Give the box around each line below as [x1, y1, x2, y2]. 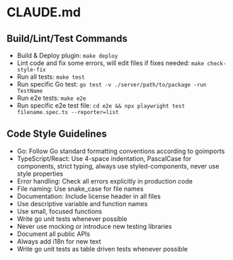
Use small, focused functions [16, 207, 103, 215]
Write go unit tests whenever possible [16, 214, 127, 223]
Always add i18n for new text [16, 237, 101, 245]
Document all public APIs [16, 230, 91, 238]
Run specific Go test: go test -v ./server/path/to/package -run [16, 80, 207, 89]
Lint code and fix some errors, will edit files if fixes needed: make [16, 59, 205, 67]
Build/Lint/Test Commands [6, 33, 128, 45]
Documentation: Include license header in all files [16, 192, 161, 200]
